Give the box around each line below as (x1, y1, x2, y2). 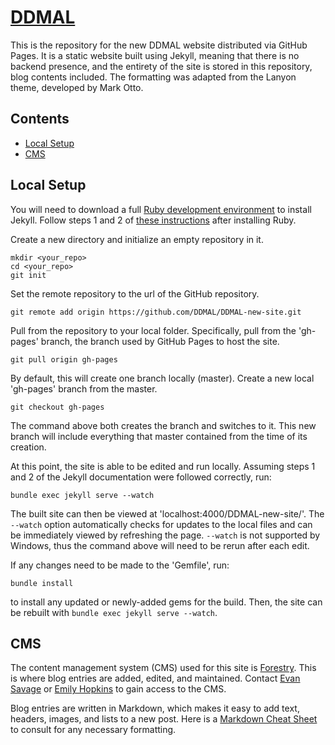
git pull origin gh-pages (10, 354, 118, 365)
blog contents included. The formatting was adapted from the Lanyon (10, 71, 297, 83)
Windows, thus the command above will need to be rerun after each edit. (10, 539, 310, 551)
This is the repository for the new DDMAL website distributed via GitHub (10, 39, 308, 51)
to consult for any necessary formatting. (10, 724, 177, 736)
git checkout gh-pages (10, 402, 105, 412)
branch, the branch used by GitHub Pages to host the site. (40, 335, 280, 347)
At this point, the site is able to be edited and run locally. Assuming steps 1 (10, 460, 316, 472)
